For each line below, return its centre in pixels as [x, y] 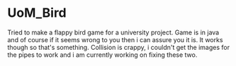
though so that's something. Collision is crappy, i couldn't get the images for [119, 47]
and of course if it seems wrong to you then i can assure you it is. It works [115, 39]
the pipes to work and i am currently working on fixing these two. [102, 55]
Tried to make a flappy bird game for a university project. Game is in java [113, 32]
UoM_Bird [37, 13]
